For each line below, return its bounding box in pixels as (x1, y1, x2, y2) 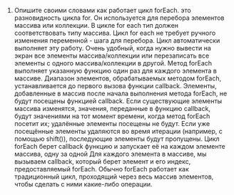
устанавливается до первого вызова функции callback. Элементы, (14, 82, 217, 90)
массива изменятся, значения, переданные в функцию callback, (14, 105, 210, 112)
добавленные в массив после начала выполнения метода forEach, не (14, 89, 228, 97)
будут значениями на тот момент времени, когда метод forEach (14, 112, 210, 120)
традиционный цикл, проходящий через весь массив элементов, (14, 172, 214, 181)
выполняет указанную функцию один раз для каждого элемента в (14, 67, 218, 75)
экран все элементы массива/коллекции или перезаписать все (14, 51, 210, 60)
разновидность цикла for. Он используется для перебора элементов (14, 14, 225, 22)
